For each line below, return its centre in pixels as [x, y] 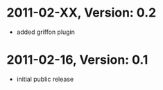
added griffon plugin [46, 32]
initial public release [45, 79]
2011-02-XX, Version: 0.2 [81, 13]
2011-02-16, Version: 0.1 [77, 60]
